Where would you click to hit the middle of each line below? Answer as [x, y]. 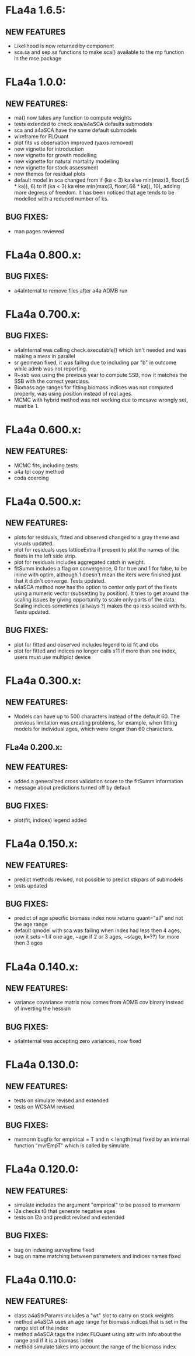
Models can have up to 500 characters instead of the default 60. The [97, 716]
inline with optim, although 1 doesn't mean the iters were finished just [97, 575]
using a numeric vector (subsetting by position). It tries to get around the [101, 593]
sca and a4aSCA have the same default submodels [75, 130]
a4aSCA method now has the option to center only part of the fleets [95, 587]
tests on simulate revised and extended [61, 1100]
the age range [31, 925]
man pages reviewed [39, 231]
